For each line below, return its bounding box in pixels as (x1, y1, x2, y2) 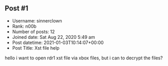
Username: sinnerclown (12, 17, 62, 24)
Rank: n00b (12, 23, 37, 29)
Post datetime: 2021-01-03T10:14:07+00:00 (12, 39, 104, 46)
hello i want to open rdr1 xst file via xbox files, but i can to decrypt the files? (5, 55, 163, 61)
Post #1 (5, 4, 29, 13)
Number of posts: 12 (12, 28, 55, 35)
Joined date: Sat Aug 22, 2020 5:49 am (12, 34, 95, 40)
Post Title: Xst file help (12, 45, 60, 51)
